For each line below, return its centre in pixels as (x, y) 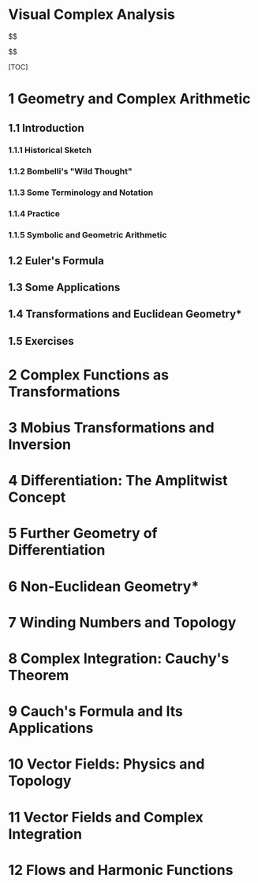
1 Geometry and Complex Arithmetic (129, 99)
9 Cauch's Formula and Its (95, 711)
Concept (37, 498)
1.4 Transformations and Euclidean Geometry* (125, 314)
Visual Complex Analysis (92, 15)
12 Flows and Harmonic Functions (121, 870)
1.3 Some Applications (64, 287)
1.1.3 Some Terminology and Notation (81, 193)
